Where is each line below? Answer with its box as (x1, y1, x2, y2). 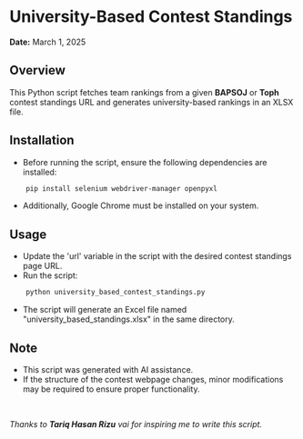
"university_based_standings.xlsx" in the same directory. (22, 314, 235, 324)
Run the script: (22, 270, 78, 281)
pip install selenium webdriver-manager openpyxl (25, 184, 218, 193)
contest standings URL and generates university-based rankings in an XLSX (9, 96, 294, 107)
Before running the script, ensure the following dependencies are (22, 156, 268, 167)
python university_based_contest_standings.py (25, 288, 206, 297)
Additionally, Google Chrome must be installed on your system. (22, 200, 259, 211)
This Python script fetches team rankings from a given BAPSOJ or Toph (9, 86, 279, 97)
